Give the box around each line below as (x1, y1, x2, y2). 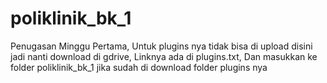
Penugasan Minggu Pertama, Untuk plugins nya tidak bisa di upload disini (10, 40, 313, 52)
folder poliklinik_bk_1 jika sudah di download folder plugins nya (10, 61, 268, 73)
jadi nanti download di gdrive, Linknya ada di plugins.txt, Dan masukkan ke (10, 50, 318, 62)
